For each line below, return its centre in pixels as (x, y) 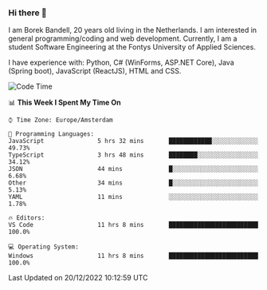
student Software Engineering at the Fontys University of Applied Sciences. (132, 47)
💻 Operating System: (44, 247)
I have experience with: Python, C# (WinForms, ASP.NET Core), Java (122, 62)
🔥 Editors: (27, 218)
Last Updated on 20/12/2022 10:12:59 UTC (78, 278)
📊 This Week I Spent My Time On (65, 102)
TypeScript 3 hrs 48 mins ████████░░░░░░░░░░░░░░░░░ (133, 155)
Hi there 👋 (28, 13)
